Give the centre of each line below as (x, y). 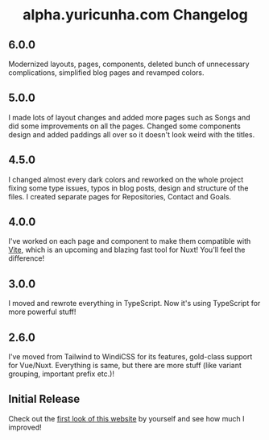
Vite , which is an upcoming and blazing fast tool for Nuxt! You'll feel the (127, 250)
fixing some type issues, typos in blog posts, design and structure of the (128, 188)
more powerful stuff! (42, 312)
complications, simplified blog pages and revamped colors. (106, 73)
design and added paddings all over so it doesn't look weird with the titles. (132, 134)
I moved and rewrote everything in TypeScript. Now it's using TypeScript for (134, 304)
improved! (25, 427)
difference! (27, 258)
